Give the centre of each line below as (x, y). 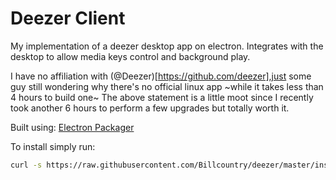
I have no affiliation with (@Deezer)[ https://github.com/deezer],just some (161, 76)
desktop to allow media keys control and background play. (130, 56)
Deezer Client (68, 18)
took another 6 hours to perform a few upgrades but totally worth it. (150, 108)
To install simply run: (53, 146)
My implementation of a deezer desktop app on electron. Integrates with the (167, 46)
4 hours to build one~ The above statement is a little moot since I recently (162, 97)
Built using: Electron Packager (72, 127)
